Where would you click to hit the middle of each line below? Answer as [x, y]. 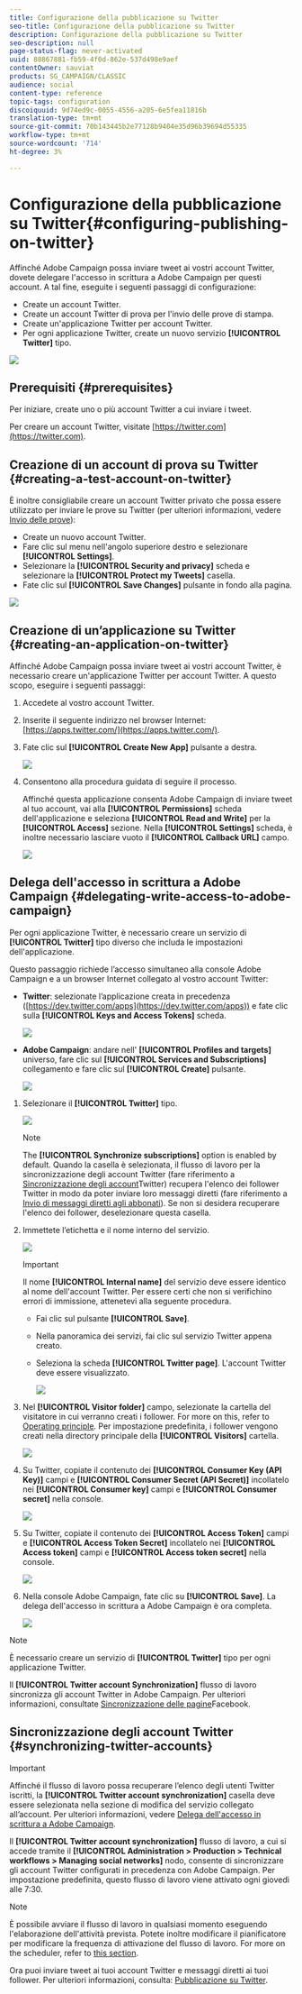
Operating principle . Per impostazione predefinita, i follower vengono [150, 1426]
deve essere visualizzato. [83, 1372]
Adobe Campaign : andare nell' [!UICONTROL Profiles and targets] [147, 1049]
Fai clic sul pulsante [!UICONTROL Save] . [112, 1318]
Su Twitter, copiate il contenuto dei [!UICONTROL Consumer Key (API [152, 1469]
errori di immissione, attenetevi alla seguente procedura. [127, 1301]
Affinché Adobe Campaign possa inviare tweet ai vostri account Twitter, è [145, 666]
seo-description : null [52, 43]
